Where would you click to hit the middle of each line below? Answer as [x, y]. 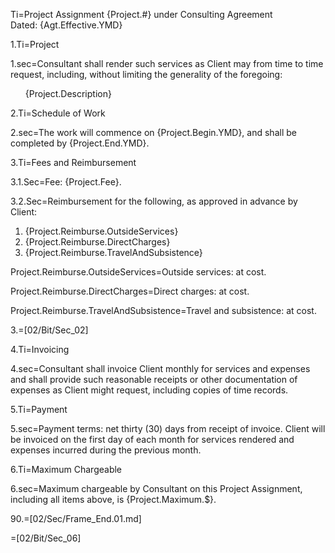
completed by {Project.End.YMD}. [80, 143]
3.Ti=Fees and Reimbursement [73, 162]
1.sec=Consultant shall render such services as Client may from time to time [167, 63]
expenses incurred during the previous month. [106, 450]
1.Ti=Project [35, 44]
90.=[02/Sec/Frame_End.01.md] [76, 518]
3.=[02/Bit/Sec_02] [49, 330]
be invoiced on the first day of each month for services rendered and [152, 439]
